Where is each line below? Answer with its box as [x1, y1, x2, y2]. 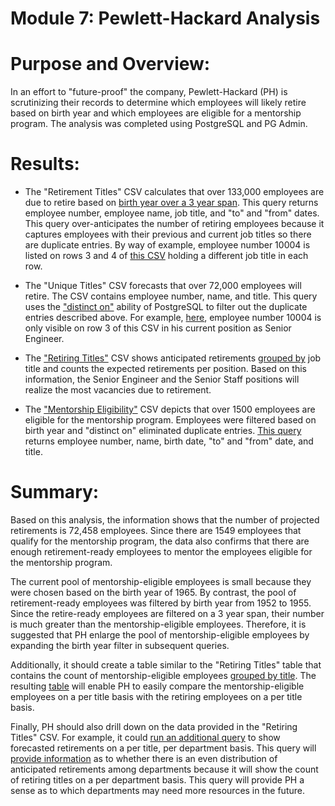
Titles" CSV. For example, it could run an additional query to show [10, 732, 281, 743]
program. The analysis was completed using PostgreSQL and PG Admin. [10, 118, 308, 130]
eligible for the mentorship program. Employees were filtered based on [24, 414, 317, 426]
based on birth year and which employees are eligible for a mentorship [10, 107, 302, 119]
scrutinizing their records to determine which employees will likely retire [10, 97, 307, 109]
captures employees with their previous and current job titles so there [24, 228, 312, 241]
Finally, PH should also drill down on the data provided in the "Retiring [10, 721, 298, 732]
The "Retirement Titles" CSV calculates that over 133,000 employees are [24, 186, 325, 198]
